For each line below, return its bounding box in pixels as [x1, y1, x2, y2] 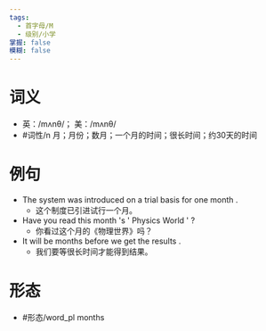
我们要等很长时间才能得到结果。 [35, 246, 153, 257]
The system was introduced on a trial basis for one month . [21, 194, 238, 205]
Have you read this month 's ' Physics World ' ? [21, 215, 196, 226]
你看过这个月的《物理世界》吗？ [35, 226, 153, 236]
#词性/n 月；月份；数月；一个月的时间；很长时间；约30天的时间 [21, 130, 258, 141]
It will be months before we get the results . [21, 236, 181, 246]
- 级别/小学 [17, 29, 56, 38]
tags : [9, 12, 29, 22]
